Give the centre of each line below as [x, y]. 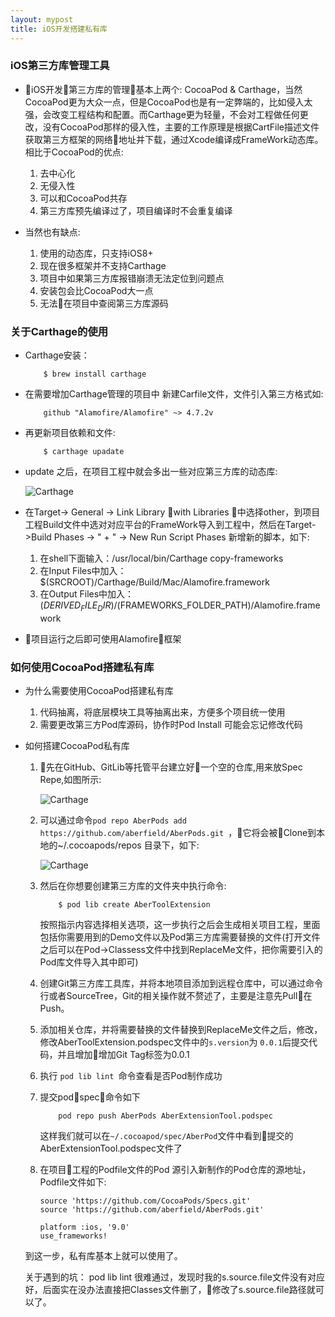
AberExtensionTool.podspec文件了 [111, 1148]
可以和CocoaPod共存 [83, 198]
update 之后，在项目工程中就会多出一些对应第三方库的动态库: [151, 472]
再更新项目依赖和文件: [70, 433]
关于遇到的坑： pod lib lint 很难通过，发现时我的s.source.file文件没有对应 [174, 1277]
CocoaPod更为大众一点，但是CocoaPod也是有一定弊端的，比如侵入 [164, 102]
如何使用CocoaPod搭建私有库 [82, 667]
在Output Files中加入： [87, 594]
